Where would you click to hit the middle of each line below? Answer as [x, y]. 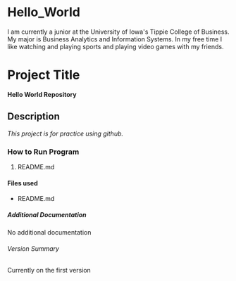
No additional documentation [49, 233]
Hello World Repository [42, 94]
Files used [23, 183]
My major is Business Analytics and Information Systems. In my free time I [115, 39]
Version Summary [33, 248]
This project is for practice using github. [66, 133]
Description [33, 117]
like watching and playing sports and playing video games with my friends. [116, 46]
